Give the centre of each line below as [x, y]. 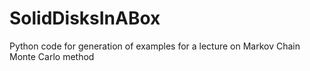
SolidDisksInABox [85, 18]
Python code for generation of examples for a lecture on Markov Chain [155, 46]
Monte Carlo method [52, 56]
